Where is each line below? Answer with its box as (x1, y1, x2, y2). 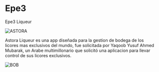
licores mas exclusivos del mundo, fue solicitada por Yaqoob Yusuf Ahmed (5, 42, 154, 48)
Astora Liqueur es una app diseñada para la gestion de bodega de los (5, 37, 144, 43)
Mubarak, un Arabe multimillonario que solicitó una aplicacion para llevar (5, 48, 150, 53)
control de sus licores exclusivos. (5, 52, 72, 58)
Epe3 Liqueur (5, 19, 32, 24)
